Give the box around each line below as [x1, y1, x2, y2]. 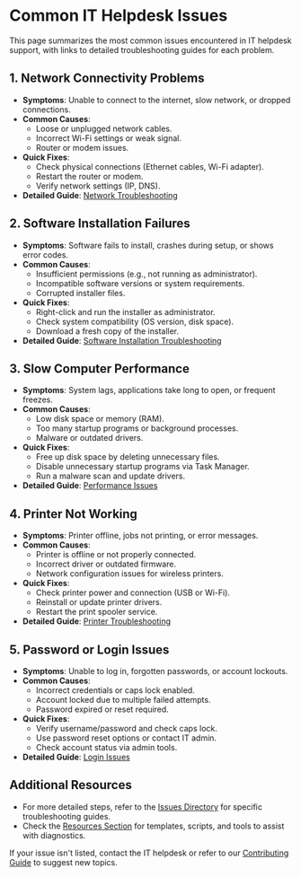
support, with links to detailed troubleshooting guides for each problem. [9, 44, 275, 55]
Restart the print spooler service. [35, 607, 158, 618]
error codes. [22, 249, 69, 260]
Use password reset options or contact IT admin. [35, 732, 217, 743]
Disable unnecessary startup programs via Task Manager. [35, 461, 250, 472]
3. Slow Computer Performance [9, 361, 190, 376]
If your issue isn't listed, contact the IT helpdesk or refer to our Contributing [9, 847, 289, 858]
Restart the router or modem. [35, 171, 144, 181]
